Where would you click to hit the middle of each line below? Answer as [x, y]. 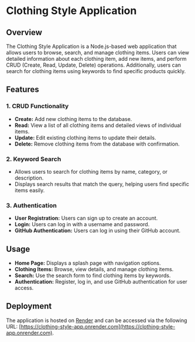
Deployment [29, 306]
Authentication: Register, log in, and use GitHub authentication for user [101, 282]
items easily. [30, 190]
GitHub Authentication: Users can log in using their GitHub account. [97, 231]
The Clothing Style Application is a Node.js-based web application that [91, 46]
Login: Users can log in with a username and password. [82, 224]
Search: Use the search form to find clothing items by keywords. [93, 275]
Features [23, 90]
